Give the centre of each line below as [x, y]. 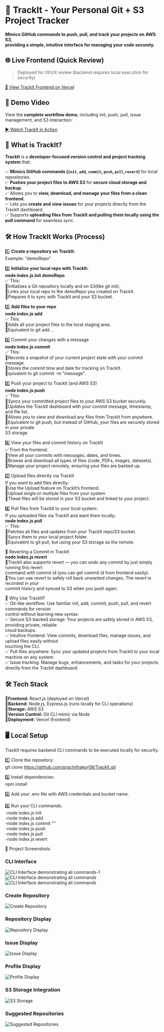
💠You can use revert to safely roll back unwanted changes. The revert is [78, 578]
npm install [16, 784]
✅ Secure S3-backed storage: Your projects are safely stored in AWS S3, [79, 620]
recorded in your [22, 583]
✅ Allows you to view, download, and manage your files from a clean [76, 193]
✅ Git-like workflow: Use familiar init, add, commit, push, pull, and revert [78, 603]
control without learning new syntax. [42, 614]
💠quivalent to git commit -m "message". [46, 373]
